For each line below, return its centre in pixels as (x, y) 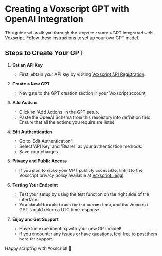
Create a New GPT (31, 84)
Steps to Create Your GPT (44, 53)
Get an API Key (27, 65)
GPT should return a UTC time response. (60, 209)
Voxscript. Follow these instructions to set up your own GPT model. (72, 38)
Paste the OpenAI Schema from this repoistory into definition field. (86, 117)
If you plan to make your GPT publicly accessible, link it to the (81, 170)
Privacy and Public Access (39, 161)
